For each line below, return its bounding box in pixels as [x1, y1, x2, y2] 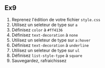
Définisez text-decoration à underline [11, 42, 89, 48]
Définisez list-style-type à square [11, 53, 83, 58]
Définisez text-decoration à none [11, 32, 78, 38]
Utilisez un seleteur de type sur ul [11, 47, 80, 53]
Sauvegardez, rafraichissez [11, 57, 67, 63]
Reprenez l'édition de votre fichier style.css [11, 16, 101, 22]
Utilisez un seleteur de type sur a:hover [11, 37, 91, 43]
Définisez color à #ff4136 [11, 27, 63, 33]
